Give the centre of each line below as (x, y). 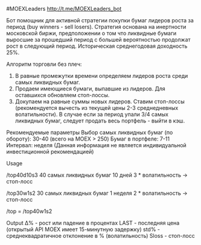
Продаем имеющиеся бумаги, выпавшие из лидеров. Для (90, 89)
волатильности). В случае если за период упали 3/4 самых (92, 114)
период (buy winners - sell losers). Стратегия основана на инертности (96, 27)
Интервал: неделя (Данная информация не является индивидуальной (97, 145)
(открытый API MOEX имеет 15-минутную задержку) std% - (83, 229)
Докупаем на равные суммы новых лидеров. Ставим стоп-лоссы (100, 101)
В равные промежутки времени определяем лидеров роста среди (101, 76)
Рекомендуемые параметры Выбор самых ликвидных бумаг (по (90, 132)
